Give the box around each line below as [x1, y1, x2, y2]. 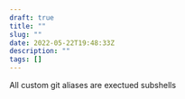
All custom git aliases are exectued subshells [9, 80, 177, 90]
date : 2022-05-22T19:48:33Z [9, 38, 116, 48]
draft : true [9, 13, 54, 22]
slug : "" [9, 30, 42, 39]
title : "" [9, 22, 47, 31]
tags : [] [9, 55, 42, 64]
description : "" [9, 47, 70, 56]
